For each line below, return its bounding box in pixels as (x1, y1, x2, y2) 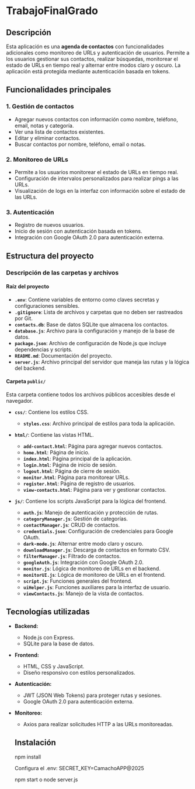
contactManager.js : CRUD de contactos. (23, 522, 120, 528)
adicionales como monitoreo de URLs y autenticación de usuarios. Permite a (6, 49, 190, 56)
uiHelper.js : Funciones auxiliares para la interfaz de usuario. (23, 584, 170, 590)
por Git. (14, 315, 33, 322)
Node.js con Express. (23, 634, 75, 641)
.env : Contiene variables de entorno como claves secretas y (14, 296, 159, 303)
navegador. (6, 397, 33, 404)
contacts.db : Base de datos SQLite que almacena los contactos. (14, 321, 169, 328)
